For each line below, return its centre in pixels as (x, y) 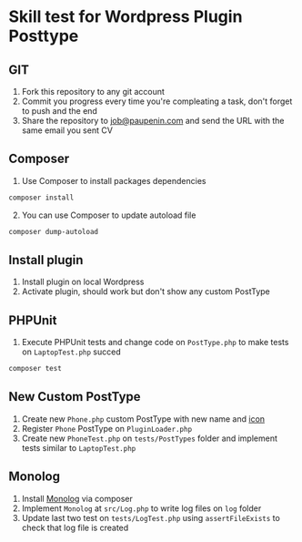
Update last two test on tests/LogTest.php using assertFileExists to (151, 517)
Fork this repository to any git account (93, 92)
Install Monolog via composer (77, 498)
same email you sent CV (67, 130)
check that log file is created (75, 527)
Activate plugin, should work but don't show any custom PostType (146, 291)
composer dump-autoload (54, 231)
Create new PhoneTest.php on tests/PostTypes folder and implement (150, 438)
